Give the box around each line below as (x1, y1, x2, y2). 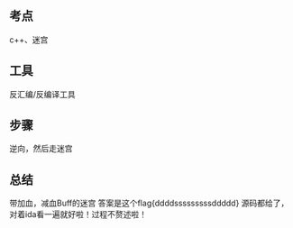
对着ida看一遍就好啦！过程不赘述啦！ (9, 209, 147, 220)
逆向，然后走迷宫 (9, 143, 73, 154)
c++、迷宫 (9, 34, 49, 45)
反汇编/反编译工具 (9, 88, 77, 99)
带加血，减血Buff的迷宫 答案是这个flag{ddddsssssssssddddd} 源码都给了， (9, 197, 289, 209)
